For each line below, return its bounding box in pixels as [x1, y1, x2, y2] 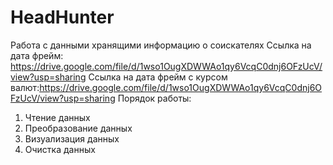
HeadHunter [10, 6, 115, 29]
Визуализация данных [24, 132, 120, 145]
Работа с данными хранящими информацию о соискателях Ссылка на [10, 39, 312, 51]
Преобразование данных [24, 122, 133, 134]
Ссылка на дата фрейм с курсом [88, 71, 228, 83]
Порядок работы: [117, 92, 192, 104]
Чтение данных [24, 111, 91, 123]
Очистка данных [24, 143, 96, 155]
